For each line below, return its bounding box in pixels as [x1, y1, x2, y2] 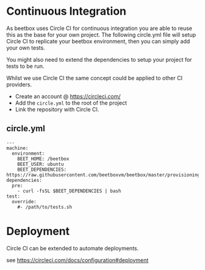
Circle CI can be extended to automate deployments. [6, 244, 139, 252]
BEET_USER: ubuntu [17, 161, 64, 167]
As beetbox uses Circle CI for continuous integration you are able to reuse [6, 24, 192, 32]
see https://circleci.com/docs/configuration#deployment [6, 256, 149, 264]
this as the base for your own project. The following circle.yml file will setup [6, 31, 196, 38]
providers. [6, 81, 32, 88]
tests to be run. [6, 62, 45, 70]
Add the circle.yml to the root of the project [15, 99, 127, 107]
